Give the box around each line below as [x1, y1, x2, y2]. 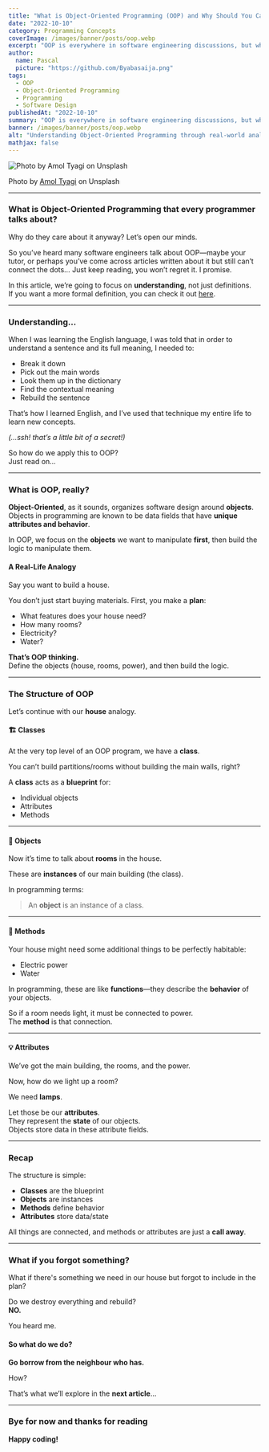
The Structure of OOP [8, 688, 94, 699]
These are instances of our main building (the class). [8, 869, 184, 879]
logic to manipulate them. [8, 544, 92, 553]
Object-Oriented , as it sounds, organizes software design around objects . [8, 503, 254, 512]
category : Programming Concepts [8, 27, 116, 35]
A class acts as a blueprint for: [8, 777, 111, 787]
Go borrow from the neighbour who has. [8, 1357, 145, 1367]
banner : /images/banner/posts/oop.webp [8, 124, 142, 132]
